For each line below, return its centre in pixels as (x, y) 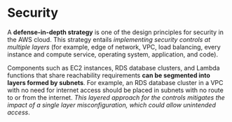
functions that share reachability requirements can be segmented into (109, 75)
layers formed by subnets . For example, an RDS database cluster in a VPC (115, 82)
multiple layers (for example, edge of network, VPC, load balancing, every (114, 47)
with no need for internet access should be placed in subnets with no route (116, 90)
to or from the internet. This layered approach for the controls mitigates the (116, 97)
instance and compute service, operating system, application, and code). (113, 54)
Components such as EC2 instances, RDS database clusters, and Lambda (114, 68)
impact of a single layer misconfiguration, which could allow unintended (111, 105)
